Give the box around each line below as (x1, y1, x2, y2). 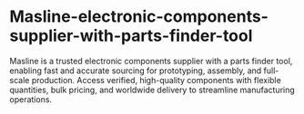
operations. (9, 93, 53, 105)
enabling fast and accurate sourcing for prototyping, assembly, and (9, 65, 262, 76)
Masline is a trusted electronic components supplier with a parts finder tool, (9, 55, 293, 66)
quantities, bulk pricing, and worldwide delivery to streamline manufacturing (9, 84, 296, 95)
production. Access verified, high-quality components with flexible (31, 74, 282, 85)
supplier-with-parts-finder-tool (9, 25, 253, 46)
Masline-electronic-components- (9, 6, 269, 27)
